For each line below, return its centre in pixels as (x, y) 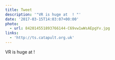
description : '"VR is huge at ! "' (43, 14)
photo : (12, 24)
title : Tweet (19, 10)
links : (12, 33)
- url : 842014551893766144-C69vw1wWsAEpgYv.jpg (60, 28)
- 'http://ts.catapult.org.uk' (42, 38)
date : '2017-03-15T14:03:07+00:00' (42, 19)
